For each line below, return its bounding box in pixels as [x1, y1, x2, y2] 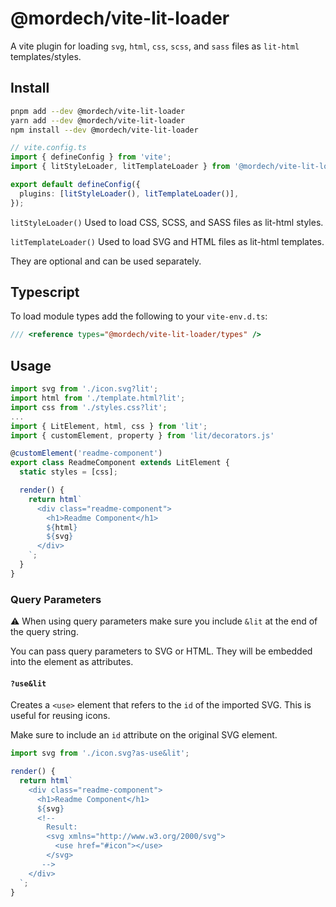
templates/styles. [10, 50, 82, 62]
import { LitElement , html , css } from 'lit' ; [10, 421, 208, 431]
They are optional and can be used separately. [10, 255, 202, 267]
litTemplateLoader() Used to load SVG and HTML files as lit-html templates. [10, 235, 325, 247]
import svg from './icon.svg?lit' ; [10, 384, 159, 394]
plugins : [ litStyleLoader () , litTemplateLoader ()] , [19, 188, 240, 199]
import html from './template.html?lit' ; [10, 393, 186, 403]
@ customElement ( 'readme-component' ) [10, 448, 163, 459]
